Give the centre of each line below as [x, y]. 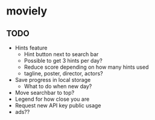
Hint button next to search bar [61, 54]
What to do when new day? [58, 86]
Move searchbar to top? [45, 93]
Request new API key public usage [58, 106]
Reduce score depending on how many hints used [86, 67]
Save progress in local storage [53, 80]
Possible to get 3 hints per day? [63, 61]
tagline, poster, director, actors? [64, 73]
